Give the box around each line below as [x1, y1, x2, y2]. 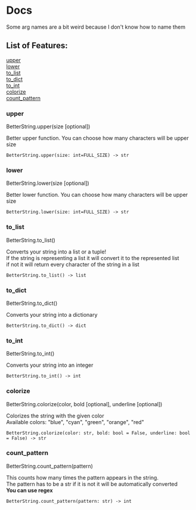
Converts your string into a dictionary [6, 311, 98, 318]
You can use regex [6, 487, 53, 494]
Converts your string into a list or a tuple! [6, 248, 107, 255]
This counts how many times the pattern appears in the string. [6, 474, 159, 481]
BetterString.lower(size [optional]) [6, 180, 89, 187]
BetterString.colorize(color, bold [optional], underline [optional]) [6, 400, 163, 407]
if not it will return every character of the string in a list [6, 261, 140, 268]
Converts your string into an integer [6, 361, 94, 369]
